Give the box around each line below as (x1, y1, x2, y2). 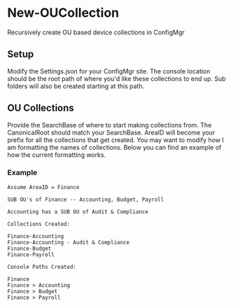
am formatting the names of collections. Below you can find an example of (7, 143, 222, 151)
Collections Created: (7, 220, 71, 227)
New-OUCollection (7, 5, 120, 21)
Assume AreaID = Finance (7, 183, 80, 190)
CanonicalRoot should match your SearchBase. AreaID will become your (7, 128, 216, 136)
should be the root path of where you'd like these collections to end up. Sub (7, 74, 226, 83)
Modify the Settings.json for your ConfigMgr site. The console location (7, 66, 211, 75)
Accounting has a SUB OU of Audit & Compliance (7, 208, 149, 215)
